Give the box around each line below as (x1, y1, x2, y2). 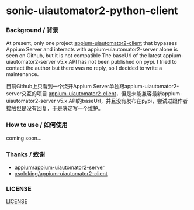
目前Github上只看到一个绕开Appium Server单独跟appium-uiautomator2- (6, 83, 179, 90)
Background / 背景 (6, 26, 59, 35)
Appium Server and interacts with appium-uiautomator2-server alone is (6, 46, 178, 53)
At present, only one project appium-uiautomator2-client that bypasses (6, 40, 178, 47)
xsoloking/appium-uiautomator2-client (14, 170, 108, 177)
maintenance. (6, 71, 39, 78)
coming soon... (6, 135, 42, 142)
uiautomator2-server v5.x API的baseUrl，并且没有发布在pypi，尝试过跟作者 (6, 98, 188, 105)
